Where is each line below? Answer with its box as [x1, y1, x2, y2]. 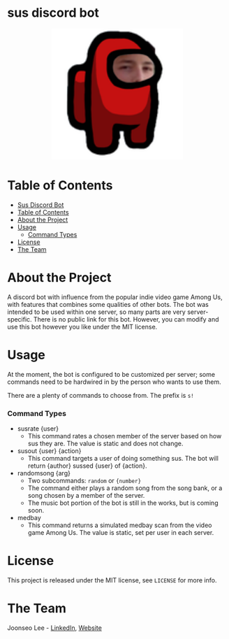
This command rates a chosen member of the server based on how [27, 432, 222, 440]
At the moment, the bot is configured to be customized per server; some [7, 370, 215, 378]
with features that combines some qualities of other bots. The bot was [7, 300, 209, 308]
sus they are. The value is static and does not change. [27, 439, 184, 448]
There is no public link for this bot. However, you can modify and [34, 315, 219, 323]
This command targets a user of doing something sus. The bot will [27, 454, 219, 463]
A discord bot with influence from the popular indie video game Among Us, [7, 292, 223, 301]
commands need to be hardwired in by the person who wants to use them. [7, 378, 221, 386]
